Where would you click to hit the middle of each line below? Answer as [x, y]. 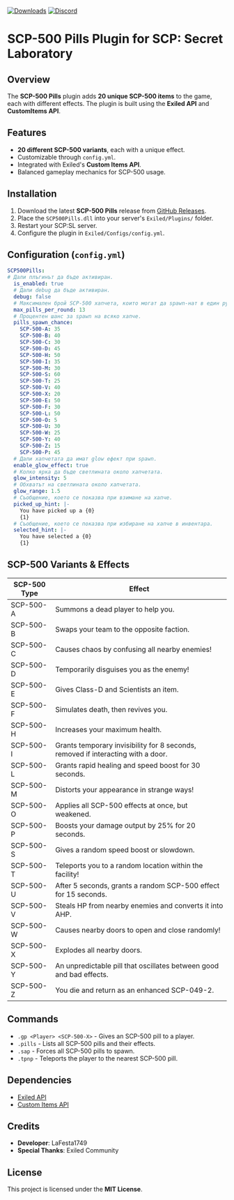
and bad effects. [82, 974]
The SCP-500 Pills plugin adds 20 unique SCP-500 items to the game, [110, 96]
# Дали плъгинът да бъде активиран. [60, 278]
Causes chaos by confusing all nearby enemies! [134, 649]
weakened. [73, 814]
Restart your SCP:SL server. [57, 225]
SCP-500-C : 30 [40, 342]
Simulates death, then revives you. [111, 709]
